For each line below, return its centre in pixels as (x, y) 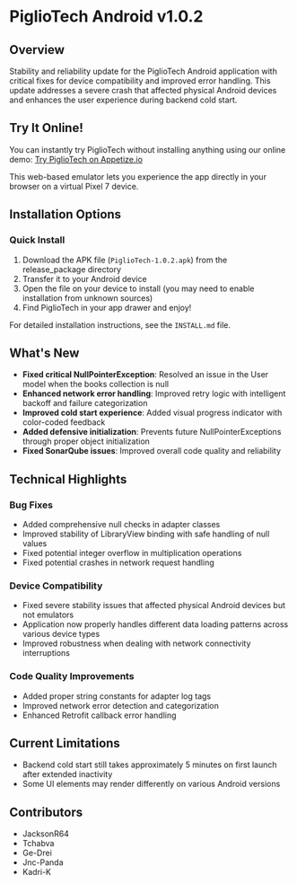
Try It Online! (46, 128)
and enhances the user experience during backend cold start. (123, 100)
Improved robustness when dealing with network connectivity (136, 643)
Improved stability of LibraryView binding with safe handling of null (146, 534)
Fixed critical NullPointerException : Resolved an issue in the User (145, 375)
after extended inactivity (67, 774)
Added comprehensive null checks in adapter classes (121, 524)
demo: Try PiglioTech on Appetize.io (76, 159)
